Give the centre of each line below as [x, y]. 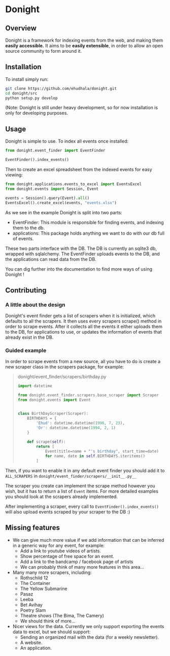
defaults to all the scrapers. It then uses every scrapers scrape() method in [83, 321]
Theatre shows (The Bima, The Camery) [62, 615]
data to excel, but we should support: [52, 632]
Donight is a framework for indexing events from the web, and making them [84, 40]
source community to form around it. [44, 51]
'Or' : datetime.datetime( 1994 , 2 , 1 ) [76, 428]
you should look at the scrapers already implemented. [62, 497]
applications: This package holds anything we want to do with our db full [89, 233]
